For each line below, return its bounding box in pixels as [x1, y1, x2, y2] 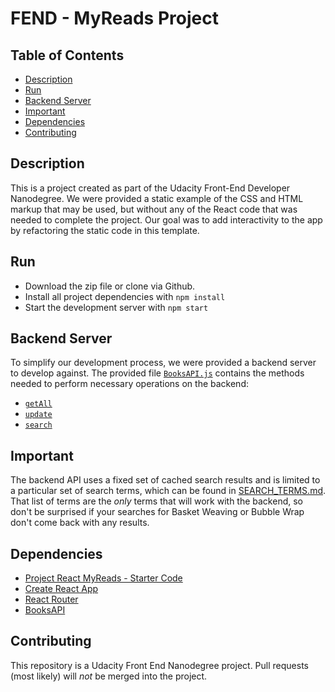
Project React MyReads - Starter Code [24, 572, 183, 584]
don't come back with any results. [10, 517, 150, 529]
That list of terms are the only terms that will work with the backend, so [10, 495, 303, 507]
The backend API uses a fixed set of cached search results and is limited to [10, 474, 321, 486]
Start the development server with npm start [24, 301, 209, 313]
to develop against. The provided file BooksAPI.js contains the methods [10, 367, 305, 379]
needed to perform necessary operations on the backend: [10, 378, 249, 390]
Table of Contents [10, 47, 125, 64]
